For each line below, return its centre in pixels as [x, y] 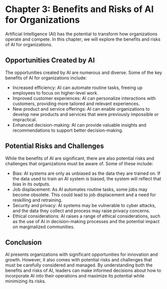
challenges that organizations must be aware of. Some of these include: [79, 163]
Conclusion [24, 242]
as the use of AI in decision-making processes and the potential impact [86, 221]
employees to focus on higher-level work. [55, 93]
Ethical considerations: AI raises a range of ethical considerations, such [86, 216]
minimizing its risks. [26, 281]
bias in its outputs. [31, 184]
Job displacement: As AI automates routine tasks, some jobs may [80, 189]
